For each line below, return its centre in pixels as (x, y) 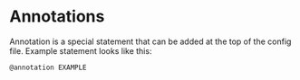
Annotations (57, 17)
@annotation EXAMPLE (48, 67)
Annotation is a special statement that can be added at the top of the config (150, 41)
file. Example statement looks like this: (81, 50)
